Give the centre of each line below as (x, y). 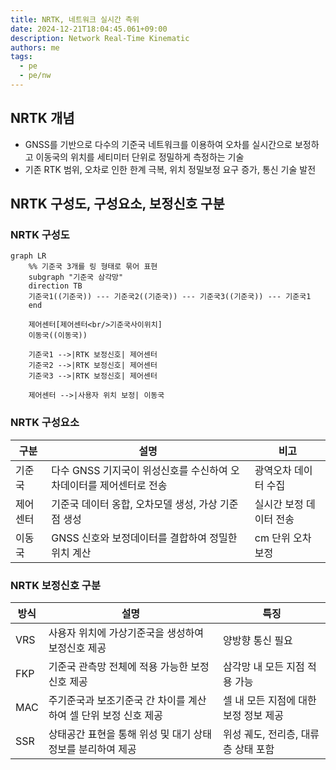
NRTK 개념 (42, 118)
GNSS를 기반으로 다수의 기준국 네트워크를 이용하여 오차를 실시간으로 (158, 144)
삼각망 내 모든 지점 (264, 666)
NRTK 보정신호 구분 (55, 585)
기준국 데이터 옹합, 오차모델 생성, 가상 (134, 504)
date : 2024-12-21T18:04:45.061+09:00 (89, 29)
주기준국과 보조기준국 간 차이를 (117, 700)
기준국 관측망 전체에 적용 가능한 (118, 666)
